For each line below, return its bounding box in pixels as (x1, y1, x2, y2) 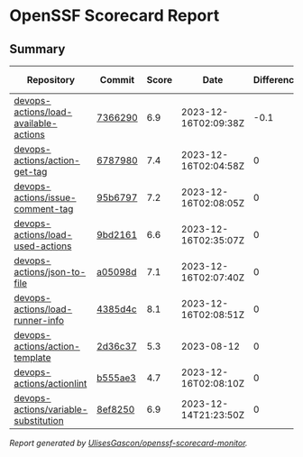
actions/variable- (14, 403, 88, 416)
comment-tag (14, 203, 74, 215)
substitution (14, 415, 65, 426)
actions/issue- (14, 191, 77, 204)
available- (14, 117, 58, 129)
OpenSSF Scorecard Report (9, 5, 220, 26)
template (14, 352, 51, 363)
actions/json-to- (14, 266, 87, 278)
